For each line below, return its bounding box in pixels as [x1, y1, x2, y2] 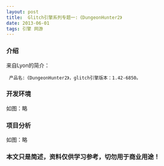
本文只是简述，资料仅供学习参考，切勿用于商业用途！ [6, 153, 160, 161]
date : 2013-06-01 [6, 20, 50, 26]
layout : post [6, 8, 39, 15]
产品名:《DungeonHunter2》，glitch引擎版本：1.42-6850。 [8, 75, 141, 81]
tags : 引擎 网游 [6, 25, 43, 32]
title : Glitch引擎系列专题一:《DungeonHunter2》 [6, 14, 123, 21]
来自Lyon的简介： [6, 62, 50, 69]
